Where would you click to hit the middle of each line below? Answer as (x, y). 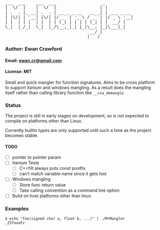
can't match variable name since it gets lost (63, 174)
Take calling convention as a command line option (70, 190)
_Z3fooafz (15, 223)
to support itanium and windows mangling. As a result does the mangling (78, 87)
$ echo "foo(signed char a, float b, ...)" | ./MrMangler (65, 219)
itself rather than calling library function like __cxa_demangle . (65, 93)
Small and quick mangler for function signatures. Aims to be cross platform (80, 82)
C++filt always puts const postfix (53, 168)
